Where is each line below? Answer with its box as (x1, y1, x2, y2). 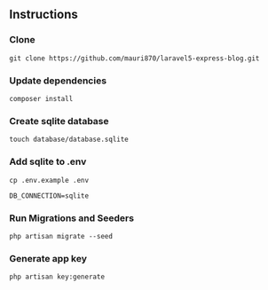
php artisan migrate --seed (9, 231, 114, 240)
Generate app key (9, 252, 87, 264)
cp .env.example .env (9, 176, 90, 184)
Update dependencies (9, 74, 107, 87)
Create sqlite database (9, 114, 109, 127)
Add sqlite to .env (9, 155, 87, 168)
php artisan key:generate (9, 272, 105, 282)
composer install (9, 94, 74, 103)
